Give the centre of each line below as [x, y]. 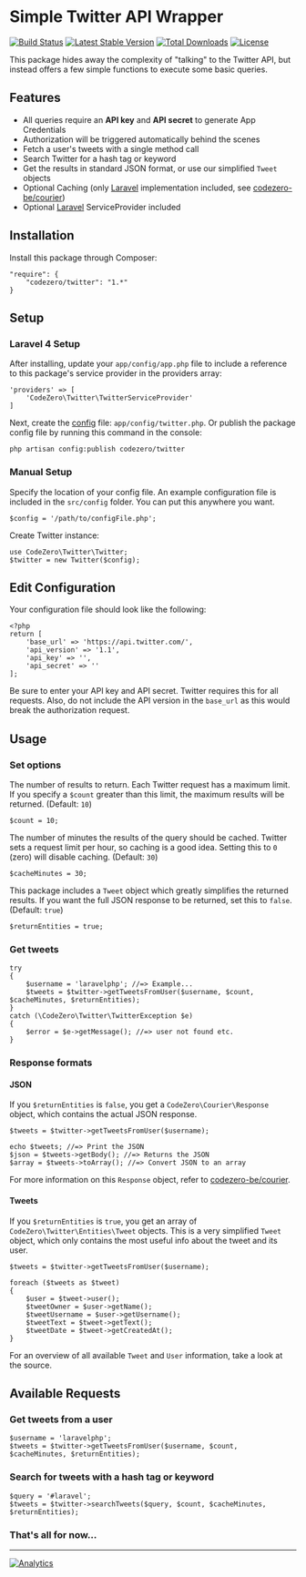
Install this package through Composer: [83, 258]
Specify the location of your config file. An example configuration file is [143, 492]
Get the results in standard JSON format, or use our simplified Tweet [150, 168]
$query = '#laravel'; [51, 1496]
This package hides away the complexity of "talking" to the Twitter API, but [150, 59]
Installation [42, 235]
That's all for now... [53, 1534]
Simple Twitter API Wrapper [117, 17]
